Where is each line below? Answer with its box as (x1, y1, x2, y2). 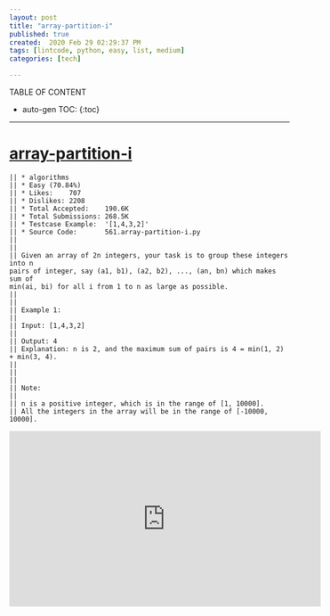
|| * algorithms (9, 173, 69, 182)
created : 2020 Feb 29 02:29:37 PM (9, 37, 141, 47)
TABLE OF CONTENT (9, 86, 87, 97)
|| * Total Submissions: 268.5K (9, 211, 129, 221)
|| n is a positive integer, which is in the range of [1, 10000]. (9, 398, 265, 408)
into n (9, 259, 34, 267)
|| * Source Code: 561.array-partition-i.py (9, 227, 201, 236)
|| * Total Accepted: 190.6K (9, 204, 129, 213)
